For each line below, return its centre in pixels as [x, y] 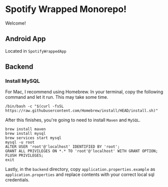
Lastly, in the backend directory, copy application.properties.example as [80, 169]
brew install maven [26, 129]
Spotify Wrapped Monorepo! [66, 9]
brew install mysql [26, 134]
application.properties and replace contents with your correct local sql [80, 174]
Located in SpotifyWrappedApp [36, 51]
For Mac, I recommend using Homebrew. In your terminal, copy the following [84, 92]
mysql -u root [20, 142]
